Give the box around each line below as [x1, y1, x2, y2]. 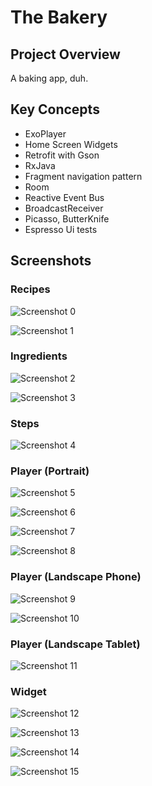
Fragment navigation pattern [24, 170, 143, 182]
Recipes [10, 282, 51, 296]
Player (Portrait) [10, 464, 90, 478]
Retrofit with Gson [24, 149, 100, 161]
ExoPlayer [24, 127, 67, 140]
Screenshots [10, 252, 92, 270]
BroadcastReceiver [24, 202, 104, 214]
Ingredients [10, 349, 68, 363]
